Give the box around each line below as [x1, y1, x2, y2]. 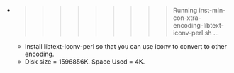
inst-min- [198, 6, 226, 14]
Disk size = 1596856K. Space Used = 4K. [24, 57, 145, 66]
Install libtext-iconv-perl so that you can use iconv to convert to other [24, 43, 227, 50]
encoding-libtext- [172, 21, 225, 29]
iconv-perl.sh [172, 28, 212, 37]
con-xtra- [172, 13, 201, 22]
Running [172, 6, 198, 14]
